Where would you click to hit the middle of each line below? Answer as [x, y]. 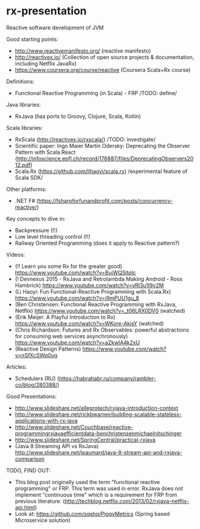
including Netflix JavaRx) [46, 63]
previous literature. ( [40, 501]
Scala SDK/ [29, 177]
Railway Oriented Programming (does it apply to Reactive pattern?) [97, 243]
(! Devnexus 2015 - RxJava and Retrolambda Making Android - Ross [99, 279]
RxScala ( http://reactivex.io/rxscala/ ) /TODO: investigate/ [85, 139]
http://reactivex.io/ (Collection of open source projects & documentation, [104, 57]
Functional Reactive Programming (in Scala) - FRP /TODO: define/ [96, 93]
